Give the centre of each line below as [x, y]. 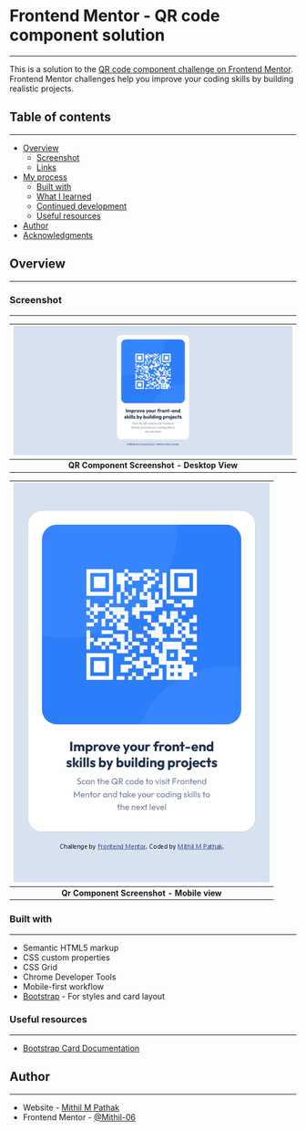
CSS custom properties [66, 957]
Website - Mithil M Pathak [71, 1107]
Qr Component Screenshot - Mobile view [142, 893]
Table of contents [60, 117]
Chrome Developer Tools [69, 977]
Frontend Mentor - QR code [115, 16]
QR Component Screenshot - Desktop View [153, 466]
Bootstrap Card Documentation [81, 1048]
